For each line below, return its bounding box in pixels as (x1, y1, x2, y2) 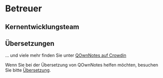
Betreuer (5, 3, 42, 14)
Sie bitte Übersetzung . (5, 67, 51, 73)
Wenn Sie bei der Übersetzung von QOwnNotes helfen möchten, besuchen (5, 62, 159, 68)
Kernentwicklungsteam (5, 23, 79, 31)
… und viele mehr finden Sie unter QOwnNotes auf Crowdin (5, 52, 126, 58)
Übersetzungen (5, 39, 54, 47)
